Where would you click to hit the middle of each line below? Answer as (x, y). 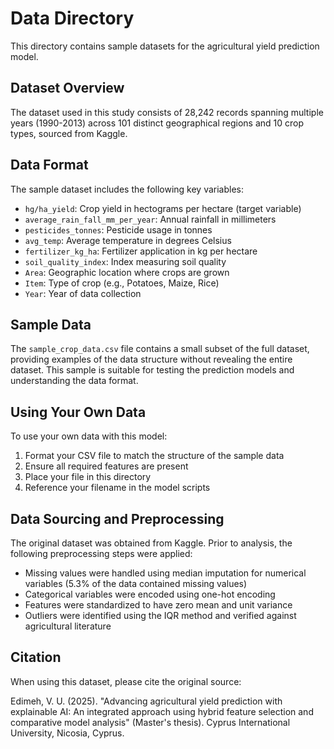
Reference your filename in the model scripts (117, 488)
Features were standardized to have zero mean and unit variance (158, 605)
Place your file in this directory (88, 477)
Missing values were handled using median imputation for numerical (165, 573)
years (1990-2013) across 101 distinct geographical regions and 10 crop (157, 123)
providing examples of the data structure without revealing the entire (151, 359)
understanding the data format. (74, 381)
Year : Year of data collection (83, 293)
